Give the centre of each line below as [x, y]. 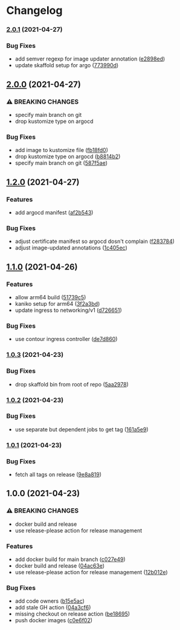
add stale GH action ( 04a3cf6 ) [53, 608]
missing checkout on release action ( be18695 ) [72, 614]
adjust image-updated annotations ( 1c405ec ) [71, 248]
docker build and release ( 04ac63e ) [59, 566]
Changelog [34, 11]
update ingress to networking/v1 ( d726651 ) [68, 310]
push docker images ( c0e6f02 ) [53, 620]
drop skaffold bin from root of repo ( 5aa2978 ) [72, 384]
